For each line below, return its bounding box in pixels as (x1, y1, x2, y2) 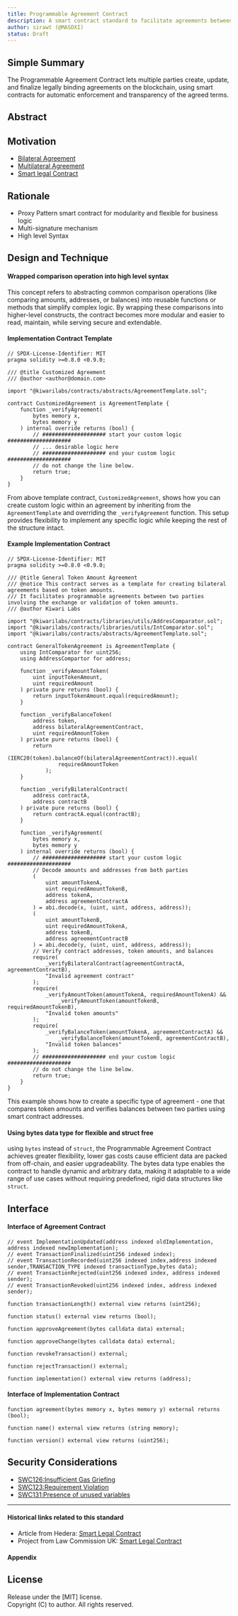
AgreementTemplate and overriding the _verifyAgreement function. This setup (7, 508, 229, 516)
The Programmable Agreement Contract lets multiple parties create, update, (7, 75, 229, 84)
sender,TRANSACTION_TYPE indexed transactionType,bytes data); (7, 1263, 198, 1270)
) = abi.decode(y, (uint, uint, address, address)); (33, 942, 192, 949)
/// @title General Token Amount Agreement (7, 574, 138, 582)
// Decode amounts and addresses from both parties (33, 867, 189, 874)
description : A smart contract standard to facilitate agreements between (7, 17, 233, 24)
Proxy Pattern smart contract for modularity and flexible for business (17, 209, 218, 218)
